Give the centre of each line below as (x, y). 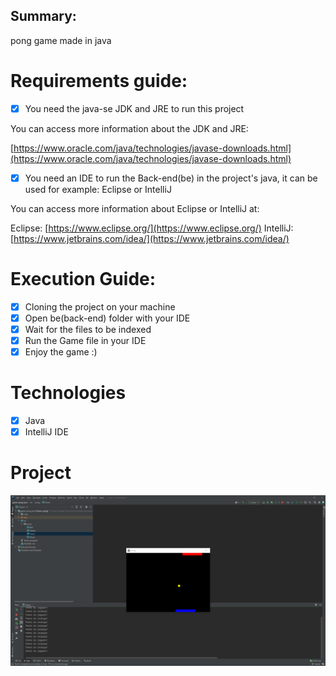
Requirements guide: (99, 81)
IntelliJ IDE (46, 432)
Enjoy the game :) (61, 352)
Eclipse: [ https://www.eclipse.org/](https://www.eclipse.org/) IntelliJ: (152, 228)
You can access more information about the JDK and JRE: (129, 128)
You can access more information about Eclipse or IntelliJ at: (135, 208)
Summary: (43, 16)
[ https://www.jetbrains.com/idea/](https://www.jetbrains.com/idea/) (150, 238)
